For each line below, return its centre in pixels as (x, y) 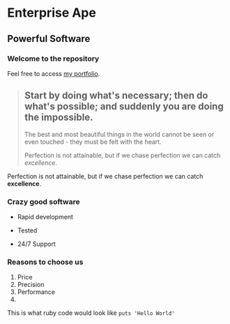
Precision (31, 285)
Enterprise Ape (52, 13)
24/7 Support (36, 244)
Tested (27, 230)
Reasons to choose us (45, 262)
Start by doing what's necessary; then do (116, 96)
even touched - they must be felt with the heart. (93, 142)
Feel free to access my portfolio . (54, 73)
